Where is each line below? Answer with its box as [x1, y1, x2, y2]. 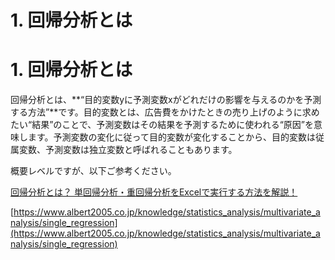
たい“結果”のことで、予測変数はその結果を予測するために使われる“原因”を [10, 119, 314, 131]
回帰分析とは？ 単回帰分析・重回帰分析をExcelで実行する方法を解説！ [10, 186, 298, 198]
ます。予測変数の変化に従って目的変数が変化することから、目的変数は [27, 131, 316, 143]
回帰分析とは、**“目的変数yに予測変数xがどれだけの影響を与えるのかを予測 [10, 94, 322, 106]
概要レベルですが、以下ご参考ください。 [10, 165, 177, 177]
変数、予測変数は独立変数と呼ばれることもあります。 [18, 144, 238, 156]
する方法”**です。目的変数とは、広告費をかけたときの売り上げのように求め [10, 106, 320, 118]
